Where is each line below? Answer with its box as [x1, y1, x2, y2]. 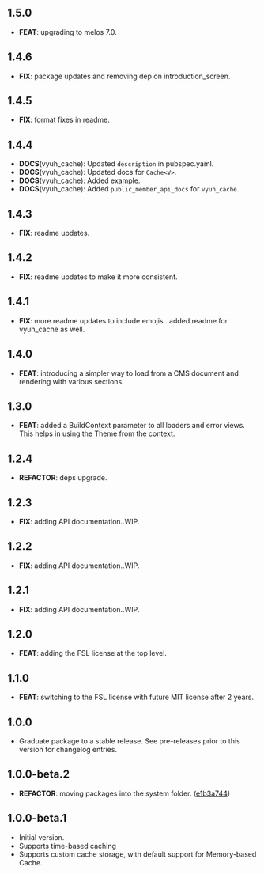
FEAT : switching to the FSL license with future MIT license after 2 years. [18, 692, 255, 702]
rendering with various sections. [18, 376, 124, 386]
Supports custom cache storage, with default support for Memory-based [18, 849, 257, 859]
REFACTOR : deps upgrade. [18, 473, 107, 482]
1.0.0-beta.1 [7, 812, 67, 825]
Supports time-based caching [18, 841, 116, 850]
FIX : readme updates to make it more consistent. [18, 272, 178, 282]
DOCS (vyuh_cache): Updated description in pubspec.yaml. [18, 159, 214, 168]
